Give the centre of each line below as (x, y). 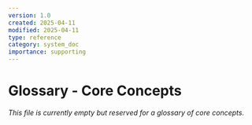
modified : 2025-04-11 (44, 30)
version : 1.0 (30, 15)
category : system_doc (44, 45)
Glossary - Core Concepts (95, 91)
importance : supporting (47, 52)
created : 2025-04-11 (42, 23)
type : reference (35, 37)
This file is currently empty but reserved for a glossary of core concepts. (126, 112)
